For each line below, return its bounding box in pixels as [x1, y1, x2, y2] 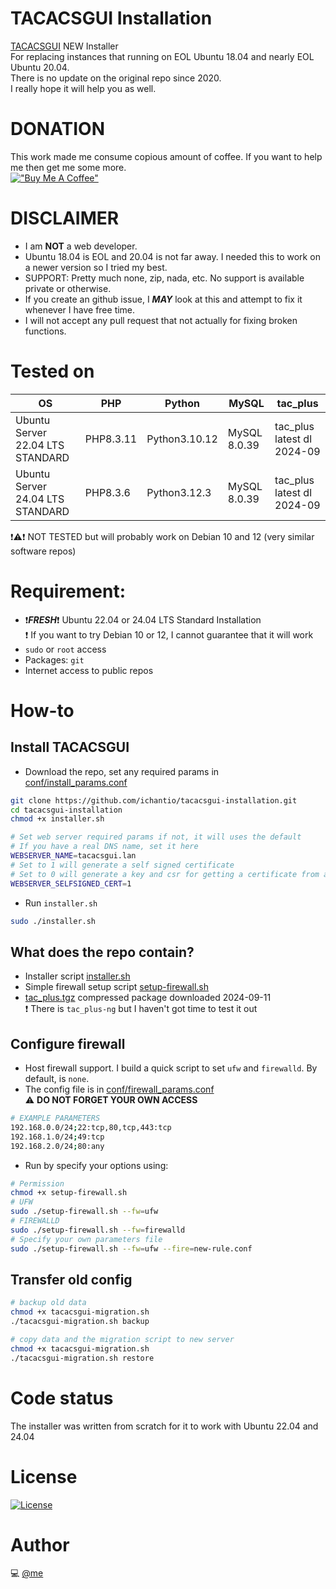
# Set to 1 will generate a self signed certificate [10, 860, 235, 870]
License [10, 1465, 78, 1488]
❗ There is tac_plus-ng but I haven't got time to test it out [24, 1003, 258, 1015]
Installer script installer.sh [24, 970, 131, 982]
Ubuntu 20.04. [10, 61, 70, 73]
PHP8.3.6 [84, 485, 131, 499]
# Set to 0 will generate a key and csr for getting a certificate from [10, 869, 320, 879]
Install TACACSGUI [10, 739, 130, 756]
